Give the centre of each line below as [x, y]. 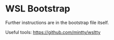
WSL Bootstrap [38, 9]
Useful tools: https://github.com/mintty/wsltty [53, 32]
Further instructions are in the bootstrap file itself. [57, 22]
